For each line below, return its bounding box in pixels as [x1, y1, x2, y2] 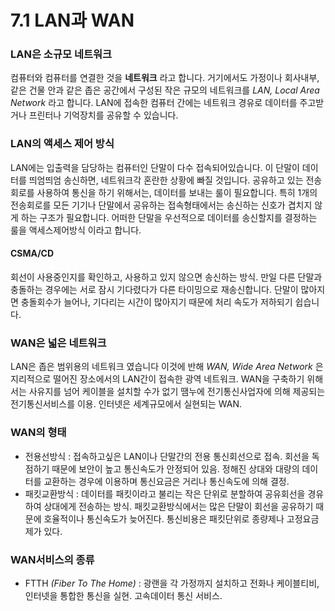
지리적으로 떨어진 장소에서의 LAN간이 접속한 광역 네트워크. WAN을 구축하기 [10, 373, 305, 385]
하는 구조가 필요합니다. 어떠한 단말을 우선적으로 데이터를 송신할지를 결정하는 [20, 211, 318, 223]
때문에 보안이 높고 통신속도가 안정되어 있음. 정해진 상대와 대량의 [51, 462, 300, 475]
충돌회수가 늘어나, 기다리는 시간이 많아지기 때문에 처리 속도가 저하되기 [20, 296, 293, 308]
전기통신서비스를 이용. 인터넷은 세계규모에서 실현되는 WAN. [10, 398, 243, 410]
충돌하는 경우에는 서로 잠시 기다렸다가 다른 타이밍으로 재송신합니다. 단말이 [10, 283, 299, 295]
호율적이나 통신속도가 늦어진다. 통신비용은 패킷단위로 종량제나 [43, 512, 285, 525]
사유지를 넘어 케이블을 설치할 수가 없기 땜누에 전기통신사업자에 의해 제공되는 [28, 386, 326, 398]
